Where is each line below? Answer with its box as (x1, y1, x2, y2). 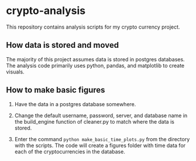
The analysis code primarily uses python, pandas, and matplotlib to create (6, 62, 185, 69)
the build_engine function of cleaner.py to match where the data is (14, 118, 174, 125)
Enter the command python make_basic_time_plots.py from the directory (14, 135, 190, 142)
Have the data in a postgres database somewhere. (14, 100, 136, 107)
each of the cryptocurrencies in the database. (14, 148, 126, 155)
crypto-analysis (6, 4, 86, 17)
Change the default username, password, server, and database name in (14, 112, 188, 119)
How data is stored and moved (6, 40, 119, 50)
